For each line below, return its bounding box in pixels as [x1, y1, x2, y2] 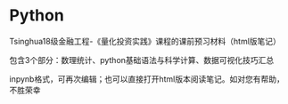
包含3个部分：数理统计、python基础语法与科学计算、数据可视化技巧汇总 [9, 54, 275, 65]
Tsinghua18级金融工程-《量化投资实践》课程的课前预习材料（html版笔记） [9, 36, 281, 46]
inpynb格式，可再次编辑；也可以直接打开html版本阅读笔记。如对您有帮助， [9, 73, 285, 84]
